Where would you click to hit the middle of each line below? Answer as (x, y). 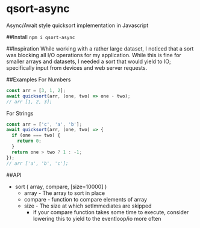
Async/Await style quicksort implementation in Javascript (77, 25)
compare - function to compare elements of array (86, 199)
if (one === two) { (36, 135)
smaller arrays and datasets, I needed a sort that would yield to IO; (89, 61)
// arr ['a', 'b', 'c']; (37, 163)
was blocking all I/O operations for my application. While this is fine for (94, 55)
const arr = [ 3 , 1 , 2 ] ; (36, 90)
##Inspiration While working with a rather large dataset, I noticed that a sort (100, 48)
